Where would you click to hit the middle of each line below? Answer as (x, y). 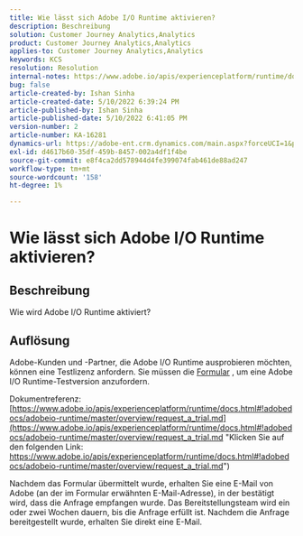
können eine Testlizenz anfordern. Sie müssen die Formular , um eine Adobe (151, 372)
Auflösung (40, 341)
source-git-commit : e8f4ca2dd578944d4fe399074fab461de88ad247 (129, 160)
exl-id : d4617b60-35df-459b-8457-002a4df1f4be (98, 152)
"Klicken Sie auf (255, 437)
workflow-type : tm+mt (50, 169)
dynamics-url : (36, 143)
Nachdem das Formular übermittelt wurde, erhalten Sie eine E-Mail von (141, 483)
